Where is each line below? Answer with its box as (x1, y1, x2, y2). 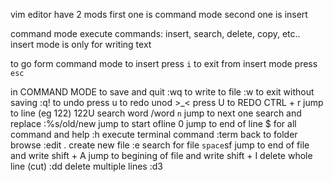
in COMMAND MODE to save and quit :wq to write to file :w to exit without (10, 86, 315, 98)
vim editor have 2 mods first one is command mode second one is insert (10, 9, 308, 20)
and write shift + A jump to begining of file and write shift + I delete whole (10, 150, 313, 161)
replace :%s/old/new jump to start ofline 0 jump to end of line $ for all (10, 118, 297, 129)
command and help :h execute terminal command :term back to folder (10, 129, 298, 140)
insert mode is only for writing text (10, 39, 152, 50)
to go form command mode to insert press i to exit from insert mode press (10, 58, 318, 69)
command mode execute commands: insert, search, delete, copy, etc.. (10, 28, 301, 39)
